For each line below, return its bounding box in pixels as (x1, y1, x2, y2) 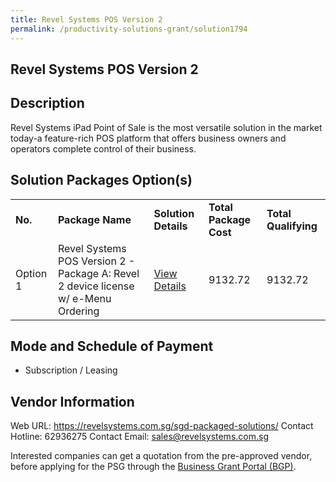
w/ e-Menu (57, 291, 112, 305)
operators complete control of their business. (10, 142, 197, 155)
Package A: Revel (57, 266, 140, 280)
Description (10, 95, 85, 112)
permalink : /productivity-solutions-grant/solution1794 (10, 24, 248, 34)
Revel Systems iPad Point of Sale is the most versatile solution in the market (10, 121, 323, 133)
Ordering (57, 304, 100, 318)
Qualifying (266, 219, 318, 233)
